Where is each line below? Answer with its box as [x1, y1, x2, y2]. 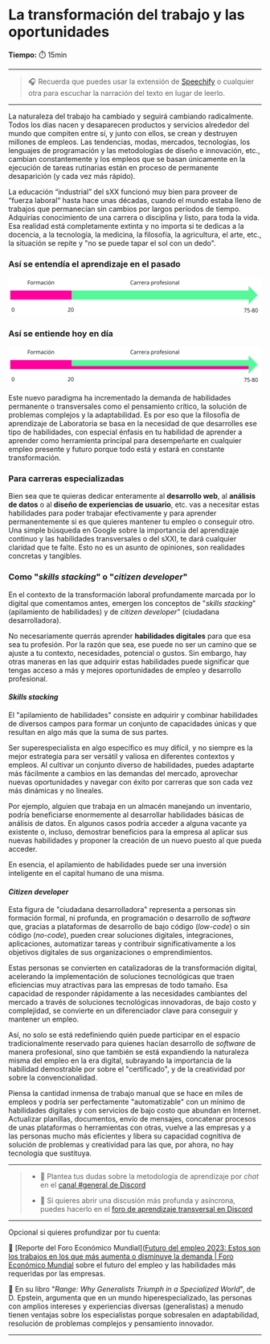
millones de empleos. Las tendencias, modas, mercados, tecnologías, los [8, 137, 251, 147]
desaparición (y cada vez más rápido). [8, 171, 136, 180]
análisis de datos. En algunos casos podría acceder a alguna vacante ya [8, 818, 247, 828]
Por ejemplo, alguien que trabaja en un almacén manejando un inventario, [8, 801, 252, 811]
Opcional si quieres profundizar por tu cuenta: [8, 1227, 161, 1238]
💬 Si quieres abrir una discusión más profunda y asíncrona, [39, 1196, 235, 1205]
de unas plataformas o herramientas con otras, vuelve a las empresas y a [8, 1122, 252, 1133]
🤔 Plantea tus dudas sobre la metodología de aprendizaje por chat [39, 1172, 260, 1181]
